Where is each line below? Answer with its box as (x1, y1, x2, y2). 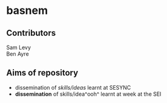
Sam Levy (6, 44, 31, 51)
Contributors (6, 28, 56, 38)
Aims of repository (6, 68, 79, 78)
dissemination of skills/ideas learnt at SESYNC (15, 84, 131, 91)
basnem (6, 4, 48, 18)
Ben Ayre (6, 50, 29, 58)
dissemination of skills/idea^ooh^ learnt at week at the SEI (15, 90, 162, 98)
